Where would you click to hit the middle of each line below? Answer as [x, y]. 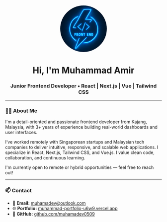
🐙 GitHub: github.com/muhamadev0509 [54, 214]
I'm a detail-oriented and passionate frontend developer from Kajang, [76, 122]
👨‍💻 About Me [21, 111]
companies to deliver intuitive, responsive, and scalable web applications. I [82, 147]
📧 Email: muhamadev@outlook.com [49, 203]
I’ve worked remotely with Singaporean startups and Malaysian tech [75, 142]
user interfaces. [21, 132]
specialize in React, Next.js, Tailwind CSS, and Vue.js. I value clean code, [80, 152]
